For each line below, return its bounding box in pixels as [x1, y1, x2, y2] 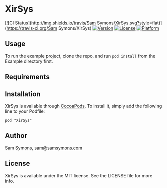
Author [5, 131, 27, 140]
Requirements [5, 73, 50, 81]
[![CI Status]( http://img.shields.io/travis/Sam [5, 20, 96, 26]
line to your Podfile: [5, 108, 45, 114]
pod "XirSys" [5, 118, 32, 123]
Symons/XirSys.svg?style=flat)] [97, 20, 162, 26]
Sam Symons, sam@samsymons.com [5, 145, 83, 151]
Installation [5, 90, 41, 98]
